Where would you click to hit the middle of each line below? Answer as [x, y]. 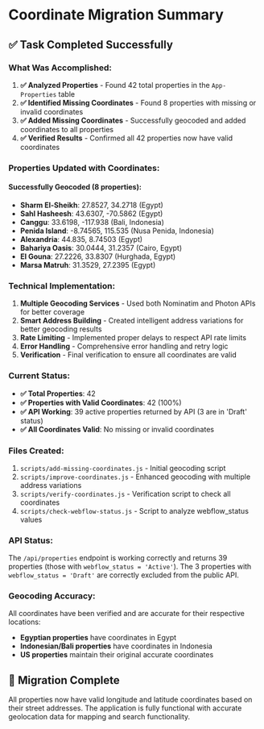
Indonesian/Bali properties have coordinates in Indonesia [116, 646]
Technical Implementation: [62, 285]
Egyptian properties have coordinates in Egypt [98, 638]
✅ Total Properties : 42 [58, 394]
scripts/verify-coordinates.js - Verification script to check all [125, 494]
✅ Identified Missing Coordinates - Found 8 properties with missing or [138, 102]
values [31, 519]
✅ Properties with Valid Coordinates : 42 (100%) [101, 402]
